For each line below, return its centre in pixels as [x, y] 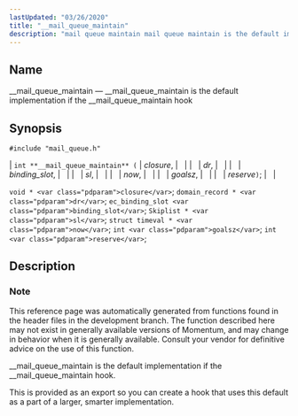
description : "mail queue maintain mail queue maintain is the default [144, 34]
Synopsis [35, 128]
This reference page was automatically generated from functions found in [144, 311]
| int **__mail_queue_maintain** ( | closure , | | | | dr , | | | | [125, 165]
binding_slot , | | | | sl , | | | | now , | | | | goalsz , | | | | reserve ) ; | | [143, 174]
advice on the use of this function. [72, 348]
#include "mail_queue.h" [55, 149]
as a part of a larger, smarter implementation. [92, 401]
